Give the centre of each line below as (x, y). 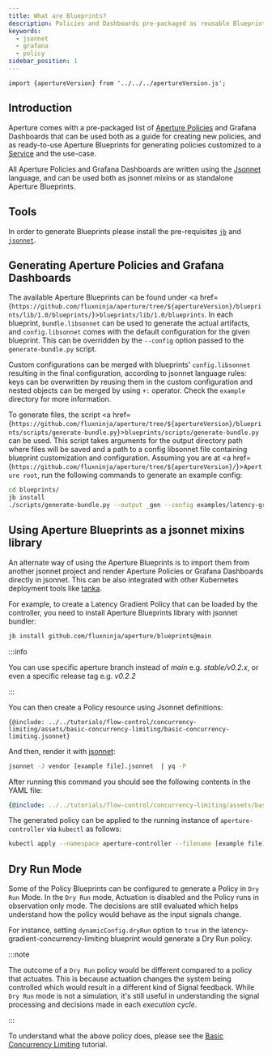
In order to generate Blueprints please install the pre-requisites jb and (125, 231)
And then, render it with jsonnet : (62, 751)
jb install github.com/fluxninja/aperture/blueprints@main (110, 636)
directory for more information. (60, 399)
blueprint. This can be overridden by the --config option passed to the (126, 340)
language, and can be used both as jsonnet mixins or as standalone (121, 177)
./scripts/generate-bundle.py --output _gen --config (101, 505)
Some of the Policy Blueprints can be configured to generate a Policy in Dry (134, 889)
